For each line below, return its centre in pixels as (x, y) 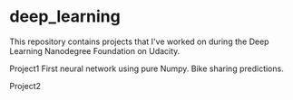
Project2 (25, 86)
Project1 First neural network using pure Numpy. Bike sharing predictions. (146, 68)
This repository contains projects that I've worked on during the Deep (139, 41)
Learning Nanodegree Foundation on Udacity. (95, 50)
